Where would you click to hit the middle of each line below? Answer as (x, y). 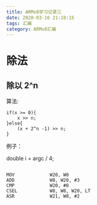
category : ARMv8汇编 (31, 29)
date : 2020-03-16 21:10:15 (40, 18)
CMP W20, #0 (38, 186)
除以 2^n (22, 85)
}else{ (15, 124)
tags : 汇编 (19, 23)
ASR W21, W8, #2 (43, 196)
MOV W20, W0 (38, 175)
